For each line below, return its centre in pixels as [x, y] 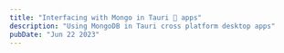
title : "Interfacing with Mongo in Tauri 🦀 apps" [106, 18]
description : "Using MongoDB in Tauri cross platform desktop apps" [142, 26]
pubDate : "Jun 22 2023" [55, 34]
